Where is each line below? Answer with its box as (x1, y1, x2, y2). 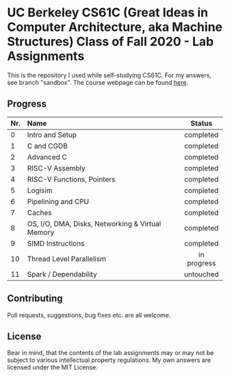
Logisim (27, 185, 53, 195)
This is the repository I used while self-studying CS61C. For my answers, (7, 70, 212, 79)
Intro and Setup (27, 130, 77, 140)
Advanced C (27, 152, 67, 161)
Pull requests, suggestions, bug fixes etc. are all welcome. (7, 311, 171, 319)
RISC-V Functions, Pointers (27, 174, 116, 184)
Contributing (7, 293, 63, 304)
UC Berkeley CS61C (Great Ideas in (7, 5, 209, 21)
